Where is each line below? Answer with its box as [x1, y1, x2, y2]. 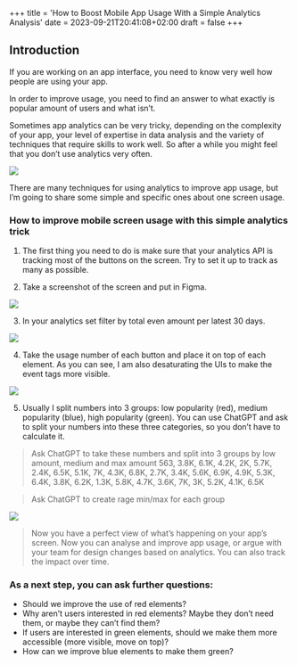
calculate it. [21, 431, 65, 442]
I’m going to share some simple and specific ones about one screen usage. [9, 192, 285, 202]
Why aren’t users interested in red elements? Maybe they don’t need [21, 608, 274, 619]
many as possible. [21, 265, 89, 275]
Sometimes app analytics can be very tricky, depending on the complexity [9, 119, 282, 130]
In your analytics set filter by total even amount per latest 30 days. [21, 316, 266, 326]
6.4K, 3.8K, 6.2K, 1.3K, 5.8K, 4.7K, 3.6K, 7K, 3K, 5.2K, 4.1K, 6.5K [30, 477, 265, 488]
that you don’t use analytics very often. [9, 148, 153, 159]
